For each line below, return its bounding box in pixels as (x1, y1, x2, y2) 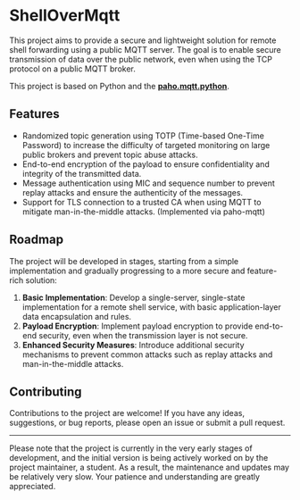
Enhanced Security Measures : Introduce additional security (21, 339, 245, 350)
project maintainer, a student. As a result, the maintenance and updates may (9, 462, 290, 473)
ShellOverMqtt (9, 5, 121, 26)
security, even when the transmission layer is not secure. (38, 329, 248, 340)
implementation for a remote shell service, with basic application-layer (21, 301, 281, 312)
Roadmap (9, 232, 64, 247)
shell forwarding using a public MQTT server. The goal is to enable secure (9, 44, 281, 54)
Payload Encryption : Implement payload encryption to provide (21, 321, 254, 331)
